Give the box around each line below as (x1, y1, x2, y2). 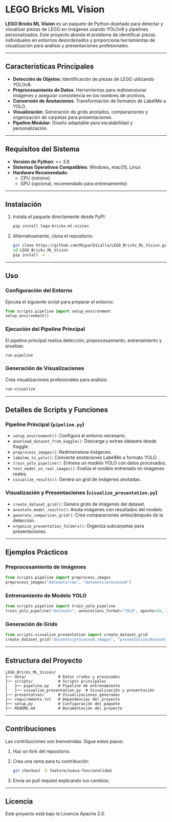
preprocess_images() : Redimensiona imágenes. (12, 449, 112, 455)
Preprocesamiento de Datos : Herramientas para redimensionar (12, 86, 147, 93)
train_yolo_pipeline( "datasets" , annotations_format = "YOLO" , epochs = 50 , (5, 609, 164, 614)
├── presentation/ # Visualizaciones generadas (5, 692, 120, 698)
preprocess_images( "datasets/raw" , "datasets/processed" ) (5, 580, 132, 585)
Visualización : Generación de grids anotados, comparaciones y (12, 109, 148, 115)
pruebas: (5, 343, 25, 349)
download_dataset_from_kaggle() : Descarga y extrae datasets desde (12, 438, 157, 444)
